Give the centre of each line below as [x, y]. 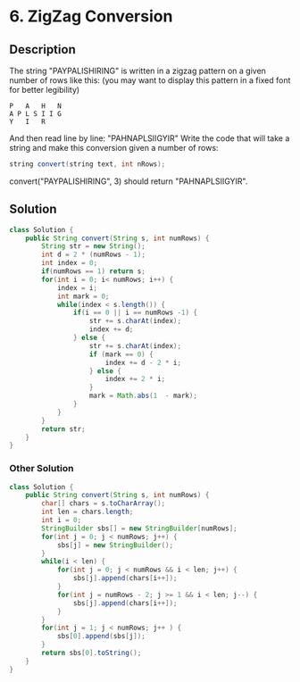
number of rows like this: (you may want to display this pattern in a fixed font [150, 80]
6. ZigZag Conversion [91, 17]
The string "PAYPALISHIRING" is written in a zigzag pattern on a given [137, 71]
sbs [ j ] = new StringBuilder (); [115, 545]
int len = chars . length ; [87, 512]
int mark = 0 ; [83, 296]
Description [42, 50]
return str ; [64, 429]
